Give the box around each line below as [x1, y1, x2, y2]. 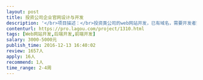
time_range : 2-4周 [6, 64, 52, 71]
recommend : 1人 [6, 59, 43, 65]
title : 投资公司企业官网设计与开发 [6, 14, 84, 20]
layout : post [6, 8, 39, 15]
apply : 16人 [6, 54, 36, 60]
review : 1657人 [6, 48, 43, 54]
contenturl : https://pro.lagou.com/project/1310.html [6, 25, 145, 32]
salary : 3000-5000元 [6, 37, 57, 43]
